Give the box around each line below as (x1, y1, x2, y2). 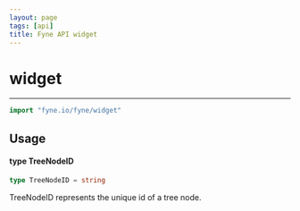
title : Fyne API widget (9, 30, 98, 38)
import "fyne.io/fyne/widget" (9, 106, 122, 115)
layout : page (9, 13, 58, 22)
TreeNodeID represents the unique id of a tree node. (9, 191, 203, 202)
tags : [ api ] (9, 21, 54, 30)
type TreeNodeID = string (9, 175, 105, 184)
